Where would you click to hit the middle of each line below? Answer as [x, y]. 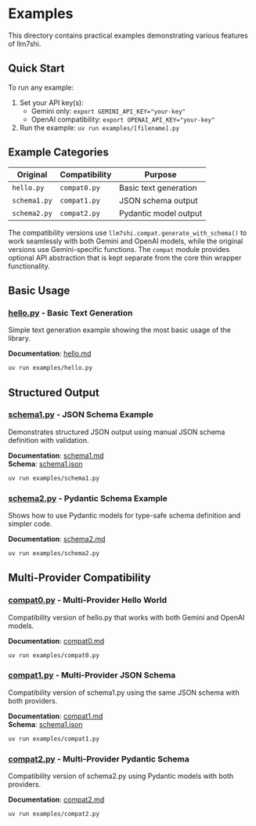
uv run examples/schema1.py [54, 478]
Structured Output [54, 392]
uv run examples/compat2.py [54, 813]
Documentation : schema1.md [56, 455]
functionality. [29, 266]
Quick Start [36, 69]
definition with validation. [49, 440]
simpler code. [30, 524]
